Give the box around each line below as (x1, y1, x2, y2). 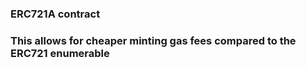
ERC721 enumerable (10, 46, 110, 60)
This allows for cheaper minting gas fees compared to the (10, 33, 297, 47)
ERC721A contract (10, 7, 101, 21)
